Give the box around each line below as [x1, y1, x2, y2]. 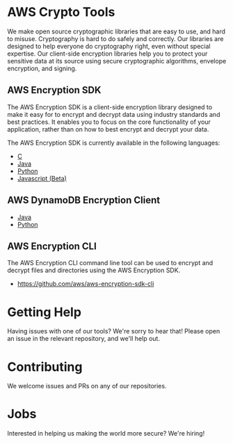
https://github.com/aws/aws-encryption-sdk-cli [17, 280, 154, 288]
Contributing [7, 359, 83, 374]
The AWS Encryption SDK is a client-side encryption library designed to [7, 102, 213, 111]
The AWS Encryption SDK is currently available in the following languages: [7, 138, 220, 147]
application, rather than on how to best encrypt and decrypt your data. [7, 125, 209, 133]
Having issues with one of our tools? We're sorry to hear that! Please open [7, 327, 220, 335]
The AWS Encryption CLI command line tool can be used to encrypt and [7, 259, 214, 267]
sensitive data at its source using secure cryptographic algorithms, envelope [7, 56, 227, 65]
